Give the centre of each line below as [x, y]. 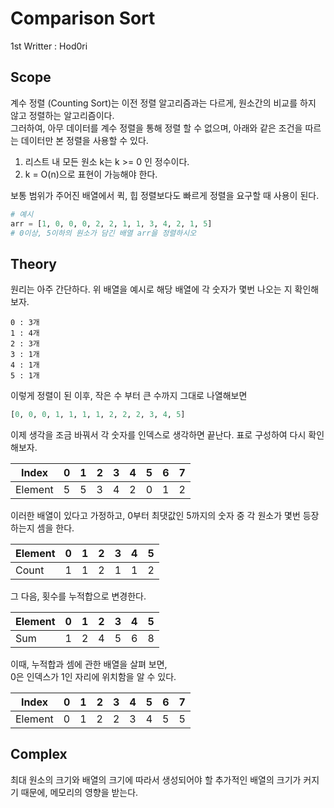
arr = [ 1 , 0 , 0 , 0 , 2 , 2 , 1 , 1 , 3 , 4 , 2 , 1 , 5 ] [111, 223]
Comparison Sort [83, 18]
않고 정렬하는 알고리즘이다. [62, 115]
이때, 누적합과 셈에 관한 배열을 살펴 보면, [89, 664]
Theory [34, 263]
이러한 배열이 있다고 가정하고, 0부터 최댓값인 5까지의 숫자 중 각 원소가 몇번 [155, 516]
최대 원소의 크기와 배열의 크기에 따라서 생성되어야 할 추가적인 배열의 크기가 [156, 779]
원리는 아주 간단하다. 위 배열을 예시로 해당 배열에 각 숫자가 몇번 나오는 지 [151, 289]
